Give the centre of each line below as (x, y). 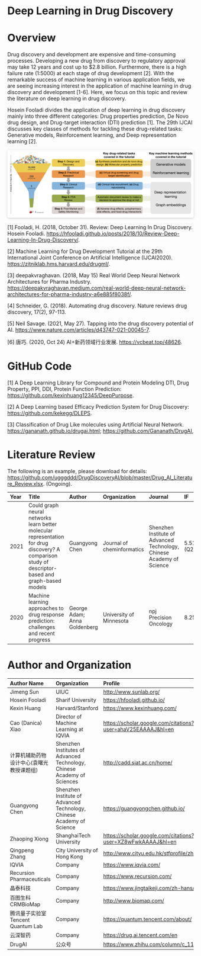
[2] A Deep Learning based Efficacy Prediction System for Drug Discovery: (98, 406)
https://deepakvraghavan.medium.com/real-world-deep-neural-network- (97, 288)
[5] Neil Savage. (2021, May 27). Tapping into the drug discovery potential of (100, 323)
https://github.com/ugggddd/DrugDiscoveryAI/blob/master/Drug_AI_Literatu (100, 477)
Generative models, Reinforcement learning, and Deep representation (92, 135)
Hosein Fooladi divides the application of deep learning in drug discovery (96, 110)
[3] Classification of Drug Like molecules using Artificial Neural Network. (96, 424)
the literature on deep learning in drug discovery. (67, 98)
